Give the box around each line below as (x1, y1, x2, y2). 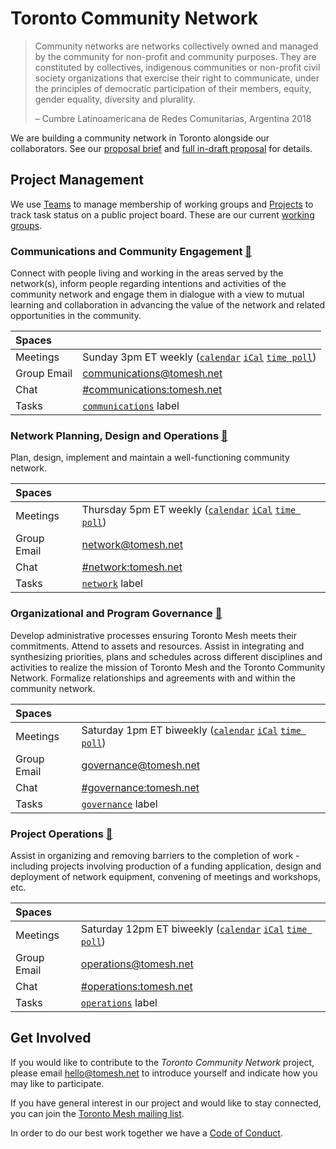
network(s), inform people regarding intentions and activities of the (10, 278, 287, 290)
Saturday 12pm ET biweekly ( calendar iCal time (80, 922, 308, 936)
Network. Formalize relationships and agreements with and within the (10, 672, 296, 684)
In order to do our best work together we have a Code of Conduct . (10, 1127, 283, 1139)
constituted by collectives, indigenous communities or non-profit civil (34, 61, 321, 73)
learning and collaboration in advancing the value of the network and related (10, 299, 326, 311)
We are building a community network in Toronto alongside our (10, 132, 270, 144)
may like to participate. (10, 1077, 105, 1089)
